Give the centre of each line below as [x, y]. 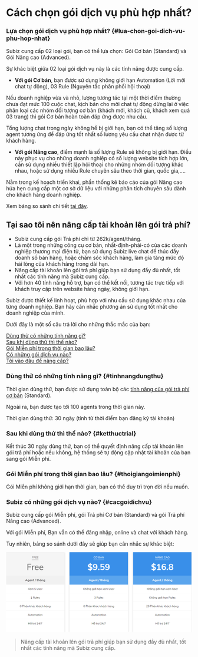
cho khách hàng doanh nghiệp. [44, 195]
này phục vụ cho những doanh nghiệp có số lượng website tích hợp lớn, [102, 159]
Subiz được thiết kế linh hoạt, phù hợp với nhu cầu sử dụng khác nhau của [96, 301]
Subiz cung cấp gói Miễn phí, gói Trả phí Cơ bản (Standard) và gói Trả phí [95, 515]
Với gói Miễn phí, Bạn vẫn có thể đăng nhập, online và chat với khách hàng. [97, 533]
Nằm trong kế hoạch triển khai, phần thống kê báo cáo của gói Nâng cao [94, 182]
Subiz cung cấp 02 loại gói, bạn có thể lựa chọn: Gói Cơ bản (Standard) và [96, 51]
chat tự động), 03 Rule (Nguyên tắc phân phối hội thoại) [82, 87]
